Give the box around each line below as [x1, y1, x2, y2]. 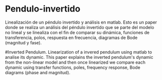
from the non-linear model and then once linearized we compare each [5, 59, 146, 65]
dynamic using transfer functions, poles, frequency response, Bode [5, 64, 141, 70]
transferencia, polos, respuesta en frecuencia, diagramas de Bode [5, 35, 138, 40]
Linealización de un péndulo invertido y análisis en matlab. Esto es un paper [5, 19, 157, 25]
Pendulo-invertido [5, 3, 81, 14]
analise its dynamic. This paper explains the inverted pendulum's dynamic [5, 54, 153, 60]
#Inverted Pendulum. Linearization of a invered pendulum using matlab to [5, 49, 152, 55]
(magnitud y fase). [5, 40, 42, 45]
